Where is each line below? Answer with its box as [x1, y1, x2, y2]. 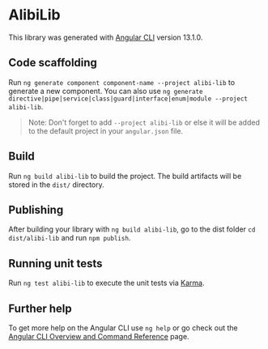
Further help [8, 301, 73, 315]
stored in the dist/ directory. [8, 180, 105, 189]
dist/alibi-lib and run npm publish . [8, 233, 131, 243]
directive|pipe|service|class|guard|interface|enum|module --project [8, 95, 249, 103]
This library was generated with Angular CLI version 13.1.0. [8, 32, 203, 42]
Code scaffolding [8, 56, 97, 70]
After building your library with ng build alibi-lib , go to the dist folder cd [8, 224, 256, 234]
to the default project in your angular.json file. [28, 126, 184, 135]
